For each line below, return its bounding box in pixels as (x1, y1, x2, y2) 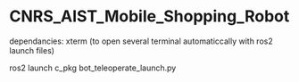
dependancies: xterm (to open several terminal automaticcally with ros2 (9, 36, 274, 46)
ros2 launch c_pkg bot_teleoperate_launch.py (9, 62, 177, 73)
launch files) (9, 45, 55, 55)
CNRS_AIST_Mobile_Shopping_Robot (9, 6, 290, 27)
